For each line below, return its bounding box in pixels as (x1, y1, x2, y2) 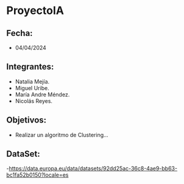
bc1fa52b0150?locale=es (6, 171, 69, 179)
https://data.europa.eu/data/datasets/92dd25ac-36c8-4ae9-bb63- (9, 165, 178, 172)
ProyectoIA (6, 4, 64, 18)
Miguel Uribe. (15, 84, 50, 91)
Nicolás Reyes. (15, 97, 53, 104)
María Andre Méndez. (15, 91, 70, 98)
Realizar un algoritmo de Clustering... (15, 131, 108, 138)
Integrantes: (6, 62, 54, 72)
